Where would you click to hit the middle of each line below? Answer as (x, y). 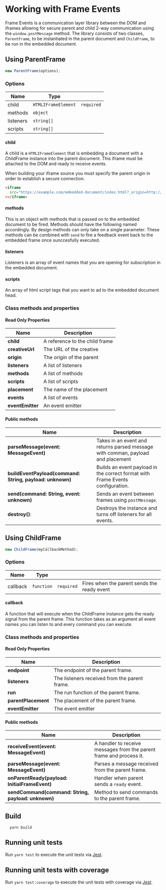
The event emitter (74, 708)
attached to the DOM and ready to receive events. (56, 164)
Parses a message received (126, 764)
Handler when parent (119, 778)
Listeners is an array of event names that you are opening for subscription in (83, 262)
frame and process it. (119, 756)
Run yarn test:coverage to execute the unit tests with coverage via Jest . (79, 882)
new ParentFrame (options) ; (33, 71)
